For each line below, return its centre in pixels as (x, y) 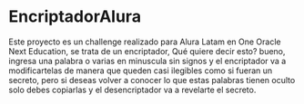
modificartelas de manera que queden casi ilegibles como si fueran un (141, 71)
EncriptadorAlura (75, 17)
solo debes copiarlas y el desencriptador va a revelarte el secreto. (132, 90)
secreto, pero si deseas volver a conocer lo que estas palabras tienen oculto (152, 80)
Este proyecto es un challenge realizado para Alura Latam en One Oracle (145, 42)
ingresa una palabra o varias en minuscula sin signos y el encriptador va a (147, 61)
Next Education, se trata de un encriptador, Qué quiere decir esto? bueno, (147, 51)
